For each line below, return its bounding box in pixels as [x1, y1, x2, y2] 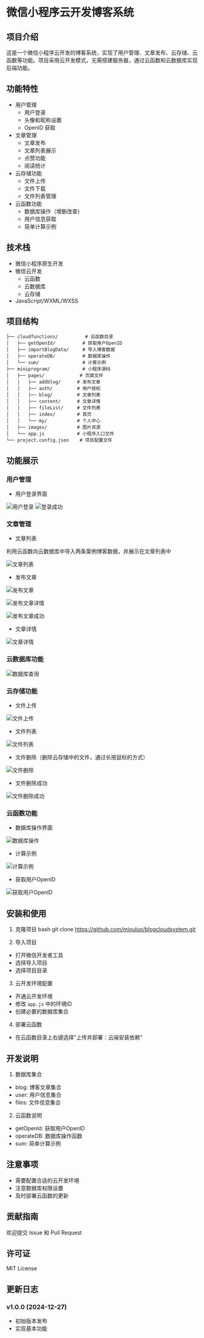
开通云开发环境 [15, 993, 53, 1000]
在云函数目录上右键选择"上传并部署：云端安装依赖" [15, 1033, 143, 1041]
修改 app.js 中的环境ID [15, 1000, 72, 1008]
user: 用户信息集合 [15, 1091, 62, 1098]
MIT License [6, 1265, 38, 1272]
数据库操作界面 [15, 824, 53, 831]
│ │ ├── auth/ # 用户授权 [6, 386, 101, 392]
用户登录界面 [15, 490, 47, 498]
